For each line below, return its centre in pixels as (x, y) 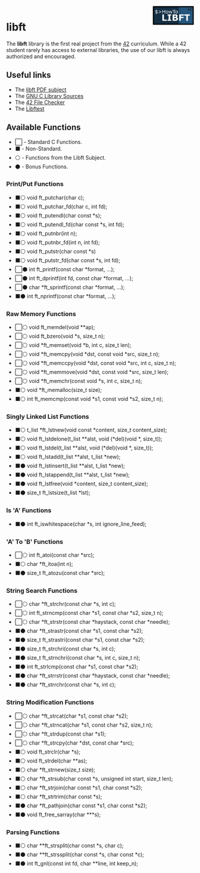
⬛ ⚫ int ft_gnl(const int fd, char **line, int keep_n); (76, 863)
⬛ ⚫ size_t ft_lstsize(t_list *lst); (52, 493)
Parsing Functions (33, 832)
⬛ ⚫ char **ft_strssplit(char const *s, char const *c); (79, 854)
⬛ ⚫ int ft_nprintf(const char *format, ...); (65, 296)
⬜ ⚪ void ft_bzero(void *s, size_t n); (60, 336)
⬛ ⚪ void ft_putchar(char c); (49, 197)
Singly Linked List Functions (48, 416)
